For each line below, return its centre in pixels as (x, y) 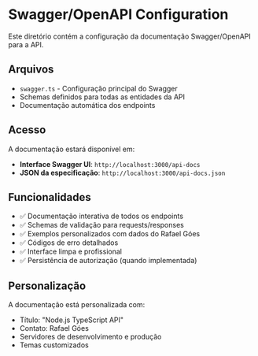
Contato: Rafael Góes (54, 328)
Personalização (47, 286)
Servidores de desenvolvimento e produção (90, 337)
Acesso (27, 130)
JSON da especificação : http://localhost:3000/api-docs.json (122, 172)
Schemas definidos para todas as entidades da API (102, 97)
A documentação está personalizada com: (77, 305)
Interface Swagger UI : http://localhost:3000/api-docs (110, 164)
